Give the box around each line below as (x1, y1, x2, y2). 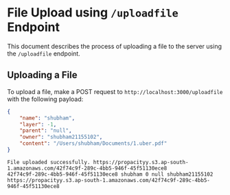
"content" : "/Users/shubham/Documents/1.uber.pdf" (19, 140, 168, 147)
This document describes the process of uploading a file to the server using (7, 42, 222, 50)
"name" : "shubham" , (19, 115, 76, 122)
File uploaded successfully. (7, 159, 91, 165)
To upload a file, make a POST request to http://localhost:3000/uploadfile (7, 87, 223, 95)
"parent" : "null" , (19, 127, 72, 135)
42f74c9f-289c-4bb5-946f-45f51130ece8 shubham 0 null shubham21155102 (7, 170, 214, 178)
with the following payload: (7, 95, 84, 103)
